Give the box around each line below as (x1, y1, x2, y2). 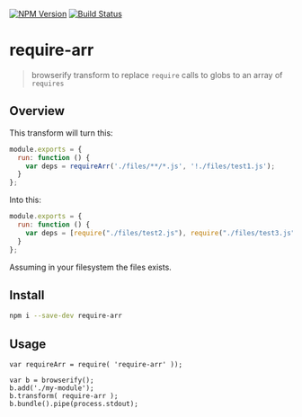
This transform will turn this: (9, 127, 114, 138)
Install (9, 288, 45, 303)
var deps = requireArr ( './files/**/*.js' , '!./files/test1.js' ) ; (25, 162, 276, 171)
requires (31, 79, 65, 88)
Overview (9, 103, 66, 119)
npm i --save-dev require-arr (9, 311, 123, 321)
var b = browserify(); (9, 376, 94, 385)
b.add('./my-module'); (9, 384, 94, 393)
